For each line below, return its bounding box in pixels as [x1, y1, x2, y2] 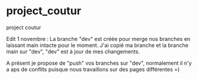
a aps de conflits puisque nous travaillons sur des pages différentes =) [6, 65, 180, 72]
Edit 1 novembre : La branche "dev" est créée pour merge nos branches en [6, 35, 191, 42]
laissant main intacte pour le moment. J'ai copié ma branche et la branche [6, 42, 188, 49]
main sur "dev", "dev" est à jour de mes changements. [6, 48, 140, 55]
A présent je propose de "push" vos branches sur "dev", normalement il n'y [6, 59, 192, 67]
